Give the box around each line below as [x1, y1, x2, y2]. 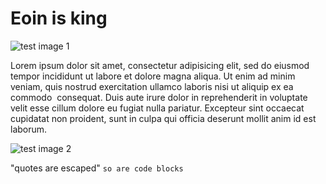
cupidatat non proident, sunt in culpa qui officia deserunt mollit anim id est [10, 112, 317, 124]
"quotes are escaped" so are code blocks [10, 162, 184, 174]
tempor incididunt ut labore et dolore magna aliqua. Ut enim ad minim [10, 70, 296, 82]
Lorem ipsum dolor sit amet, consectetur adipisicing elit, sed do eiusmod [10, 59, 310, 71]
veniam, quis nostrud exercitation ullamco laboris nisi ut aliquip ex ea [10, 80, 294, 92]
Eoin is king [10, 7, 108, 30]
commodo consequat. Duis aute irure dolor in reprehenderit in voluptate [10, 91, 308, 103]
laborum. [10, 123, 48, 135]
